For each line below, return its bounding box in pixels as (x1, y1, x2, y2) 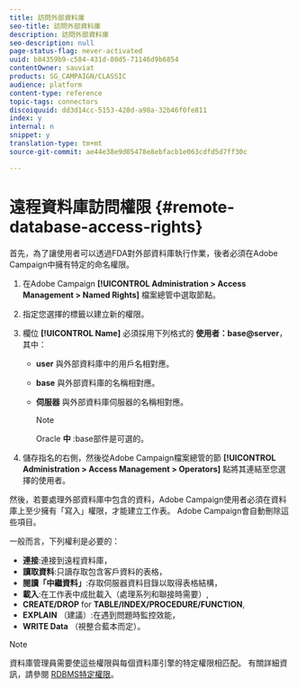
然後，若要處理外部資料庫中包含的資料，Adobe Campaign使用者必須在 (9, 493, 272, 505)
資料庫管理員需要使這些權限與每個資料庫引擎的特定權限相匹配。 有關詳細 (9, 657, 280, 668)
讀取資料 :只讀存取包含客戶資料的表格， (22, 565, 167, 577)
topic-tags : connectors (9, 96, 99, 106)
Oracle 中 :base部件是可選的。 (35, 433, 149, 444)
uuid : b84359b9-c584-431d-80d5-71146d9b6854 (9, 55, 179, 64)
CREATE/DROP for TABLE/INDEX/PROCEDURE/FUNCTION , (22, 599, 246, 610)
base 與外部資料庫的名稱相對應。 (35, 377, 160, 388)
